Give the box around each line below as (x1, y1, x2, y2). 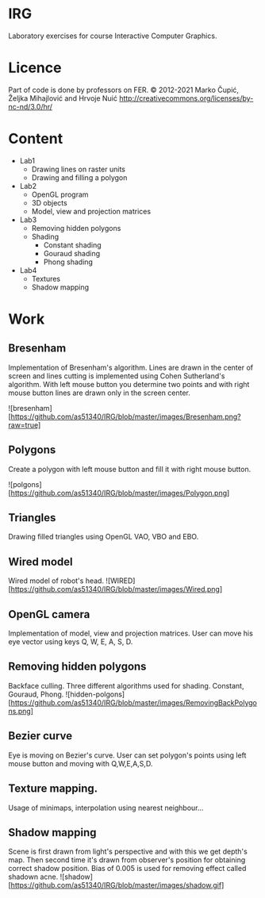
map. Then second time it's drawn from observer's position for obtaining (8, 855, 246, 865)
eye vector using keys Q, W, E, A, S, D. (8, 637, 133, 647)
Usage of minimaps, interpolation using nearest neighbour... (8, 803, 204, 812)
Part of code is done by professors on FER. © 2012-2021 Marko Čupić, (8, 85, 240, 94)
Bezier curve (8, 729, 73, 743)
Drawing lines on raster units (31, 164, 125, 174)
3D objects (31, 198, 67, 207)
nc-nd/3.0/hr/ (8, 102, 53, 111)
